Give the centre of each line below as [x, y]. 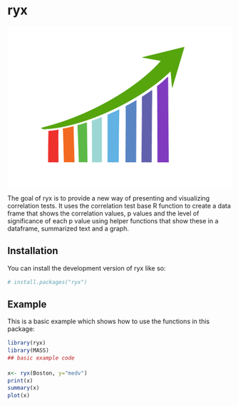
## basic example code [41, 358]
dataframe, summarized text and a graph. [68, 228]
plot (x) [19, 396]
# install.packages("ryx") [47, 282]
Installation [33, 251]
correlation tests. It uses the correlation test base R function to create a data [119, 205]
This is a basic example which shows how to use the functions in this [109, 321]
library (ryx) [27, 343]
